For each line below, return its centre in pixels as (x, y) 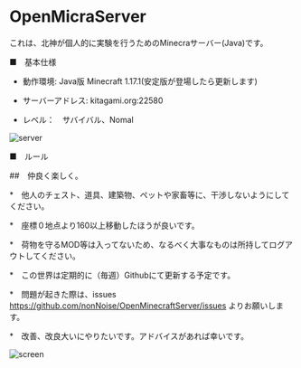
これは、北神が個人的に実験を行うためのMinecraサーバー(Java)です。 (139, 42)
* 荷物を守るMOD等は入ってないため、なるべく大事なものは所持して (139, 244)
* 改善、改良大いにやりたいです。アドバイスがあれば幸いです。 (129, 335)
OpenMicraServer (78, 17)
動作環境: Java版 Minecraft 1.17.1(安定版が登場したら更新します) (140, 81)
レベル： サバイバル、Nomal (78, 119)
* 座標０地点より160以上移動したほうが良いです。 (105, 225)
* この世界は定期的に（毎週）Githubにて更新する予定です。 (122, 275)
